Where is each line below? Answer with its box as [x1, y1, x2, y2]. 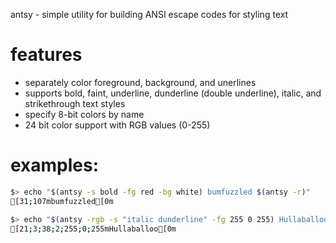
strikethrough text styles [24, 97, 126, 109]
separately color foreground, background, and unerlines [24, 76, 257, 88]
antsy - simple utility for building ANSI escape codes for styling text [10, 9, 289, 20]
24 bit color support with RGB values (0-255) [24, 119, 211, 131]
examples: [10, 154, 100, 177]
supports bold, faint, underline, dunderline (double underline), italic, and [24, 87, 322, 99]
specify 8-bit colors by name [24, 108, 145, 120]
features [10, 44, 83, 66]
